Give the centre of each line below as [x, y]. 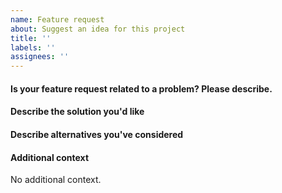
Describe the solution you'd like [77, 112]
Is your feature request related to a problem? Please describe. [141, 88]
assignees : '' [40, 57]
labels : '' [33, 47]
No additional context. [56, 180]
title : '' [31, 38]
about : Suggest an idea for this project [98, 29]
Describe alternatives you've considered [97, 134]
